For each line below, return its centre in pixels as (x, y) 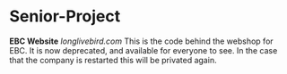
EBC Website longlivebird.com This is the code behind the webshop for (141, 41)
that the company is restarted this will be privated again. (113, 60)
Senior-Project (65, 16)
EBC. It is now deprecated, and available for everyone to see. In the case (143, 50)
